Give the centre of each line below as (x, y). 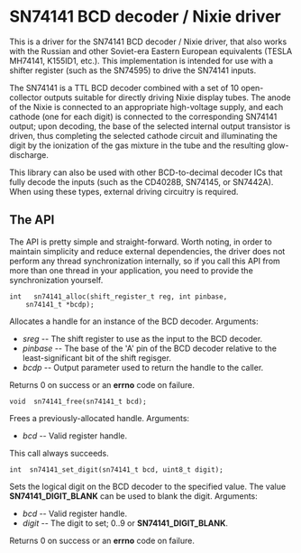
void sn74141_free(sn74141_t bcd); (78, 401)
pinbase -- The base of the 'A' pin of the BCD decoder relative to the (150, 348)
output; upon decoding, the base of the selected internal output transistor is (150, 126)
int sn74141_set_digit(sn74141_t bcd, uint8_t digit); (116, 470)
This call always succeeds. (59, 453)
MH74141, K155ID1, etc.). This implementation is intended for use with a (141, 60)
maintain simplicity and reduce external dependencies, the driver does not (147, 251)
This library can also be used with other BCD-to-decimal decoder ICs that (146, 172)
